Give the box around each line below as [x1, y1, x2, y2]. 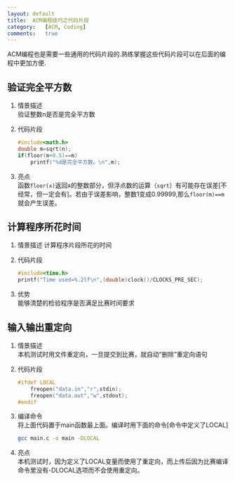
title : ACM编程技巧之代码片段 [7, 17, 89, 24]
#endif [17, 398, 37, 406]
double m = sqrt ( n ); [17, 145, 72, 152]
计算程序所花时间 [7, 220, 81, 232]
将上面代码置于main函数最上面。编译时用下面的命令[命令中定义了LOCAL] [17, 421, 229, 429]
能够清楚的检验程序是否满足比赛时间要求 [17, 299, 135, 308]
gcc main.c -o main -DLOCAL [17, 435, 100, 442]
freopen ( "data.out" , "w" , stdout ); [30, 392, 128, 399]
